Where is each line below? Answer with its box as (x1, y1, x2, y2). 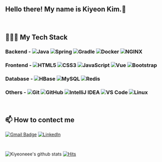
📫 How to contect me (5, 116, 75, 124)
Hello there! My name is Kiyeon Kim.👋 (5, 5, 126, 14)
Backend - (5, 48, 31, 56)
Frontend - (5, 62, 32, 69)
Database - (5, 75, 33, 82)
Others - (5, 89, 26, 96)
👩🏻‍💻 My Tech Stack (5, 33, 68, 42)
